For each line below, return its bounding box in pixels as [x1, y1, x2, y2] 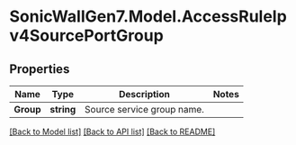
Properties [9, 61, 70, 77]
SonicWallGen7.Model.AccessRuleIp [9, 6, 288, 27]
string [49, 104, 76, 115]
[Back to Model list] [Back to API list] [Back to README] [9, 126, 216, 137]
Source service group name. [84, 104, 205, 115]
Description [118, 88, 171, 100]
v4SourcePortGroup [9, 25, 164, 46]
